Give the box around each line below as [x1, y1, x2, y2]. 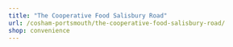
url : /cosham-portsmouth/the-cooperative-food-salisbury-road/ [8, 19, 226, 27]
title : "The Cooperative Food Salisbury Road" [8, 11, 168, 20]
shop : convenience [8, 26, 70, 34]
